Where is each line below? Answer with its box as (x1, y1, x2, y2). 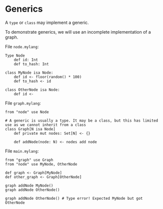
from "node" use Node (5, 109, 49, 114)
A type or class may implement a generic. (5, 20, 89, 25)
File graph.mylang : (5, 100, 41, 106)
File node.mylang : (5, 43, 39, 49)
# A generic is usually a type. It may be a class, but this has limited (5, 118, 159, 123)
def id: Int (14, 57, 38, 62)
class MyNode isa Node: (5, 70, 54, 75)
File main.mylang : (5, 148, 39, 154)
